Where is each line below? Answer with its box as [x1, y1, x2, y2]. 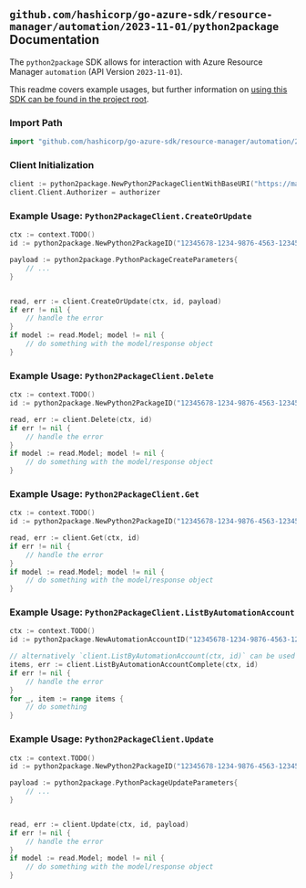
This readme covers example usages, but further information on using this [9, 83, 288, 95]
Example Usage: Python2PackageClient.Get [9, 487, 200, 500]
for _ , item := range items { [9, 694, 125, 703]
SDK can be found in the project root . [9, 93, 149, 104]
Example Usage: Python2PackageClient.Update [9, 733, 214, 745]
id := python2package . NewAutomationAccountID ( [9, 635, 189, 644]
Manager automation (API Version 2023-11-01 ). [9, 66, 184, 77]
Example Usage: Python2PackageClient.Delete [9, 369, 214, 382]
